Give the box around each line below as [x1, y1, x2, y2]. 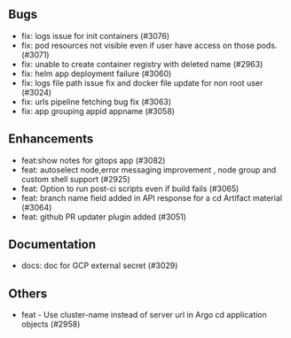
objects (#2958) [20, 319, 81, 330]
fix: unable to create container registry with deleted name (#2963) [20, 58, 263, 69]
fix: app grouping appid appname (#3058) [20, 105, 175, 116]
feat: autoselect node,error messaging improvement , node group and [20, 164, 277, 175]
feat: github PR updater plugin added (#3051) [20, 211, 187, 222]
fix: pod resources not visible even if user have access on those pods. [20, 40, 278, 50]
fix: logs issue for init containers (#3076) [20, 30, 170, 41]
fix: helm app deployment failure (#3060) [20, 68, 172, 79]
